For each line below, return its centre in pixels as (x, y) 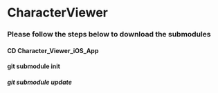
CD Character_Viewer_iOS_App (53, 50)
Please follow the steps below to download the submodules (109, 34)
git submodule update (40, 82)
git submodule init (34, 66)
